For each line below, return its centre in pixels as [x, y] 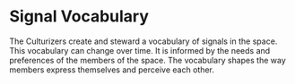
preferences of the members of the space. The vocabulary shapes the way [148, 60]
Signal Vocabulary [79, 17]
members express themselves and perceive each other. [112, 70]
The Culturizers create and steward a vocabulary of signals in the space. [143, 41]
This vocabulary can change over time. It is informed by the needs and [140, 50]
